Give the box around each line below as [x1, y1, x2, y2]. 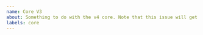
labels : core [6, 20, 40, 26]
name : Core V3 [6, 8, 43, 15]
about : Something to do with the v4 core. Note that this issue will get [6, 14, 198, 20]
